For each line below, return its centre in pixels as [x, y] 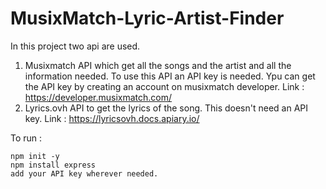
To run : [26, 138]
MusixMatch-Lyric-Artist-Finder [147, 18]
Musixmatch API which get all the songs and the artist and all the [158, 65]
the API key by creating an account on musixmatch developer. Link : [164, 86]
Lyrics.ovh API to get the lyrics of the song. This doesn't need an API [166, 108]
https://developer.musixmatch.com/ [98, 97]
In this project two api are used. [75, 46]
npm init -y [35, 156]
